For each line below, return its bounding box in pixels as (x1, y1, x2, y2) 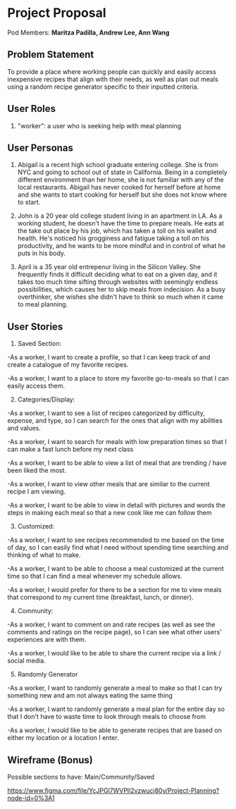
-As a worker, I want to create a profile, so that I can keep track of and (7, 353, 211, 362)
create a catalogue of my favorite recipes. (7, 361, 129, 369)
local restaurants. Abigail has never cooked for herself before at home (17, 183, 221, 192)
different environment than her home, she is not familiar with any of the (17, 175, 224, 184)
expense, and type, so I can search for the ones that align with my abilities (7, 416, 223, 425)
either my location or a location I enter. (7, 734, 119, 742)
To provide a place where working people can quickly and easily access (7, 67, 216, 75)
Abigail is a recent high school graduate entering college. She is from (17, 161, 218, 169)
